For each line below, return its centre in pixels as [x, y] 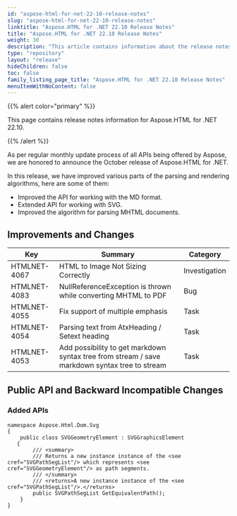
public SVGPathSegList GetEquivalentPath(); [99, 493]
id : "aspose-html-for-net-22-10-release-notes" [79, 14]
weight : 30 [23, 40]
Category [205, 254]
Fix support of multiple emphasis [113, 312]
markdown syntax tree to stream [113, 365]
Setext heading [84, 336]
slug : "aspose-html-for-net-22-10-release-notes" [82, 20]
